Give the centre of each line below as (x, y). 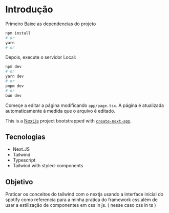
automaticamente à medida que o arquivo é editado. (60, 111)
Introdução (29, 10)
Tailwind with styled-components (48, 166)
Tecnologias (25, 137)
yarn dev (15, 76)
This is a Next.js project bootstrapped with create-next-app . (69, 121)
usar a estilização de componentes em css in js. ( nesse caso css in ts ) (81, 205)
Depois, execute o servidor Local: (41, 57)
